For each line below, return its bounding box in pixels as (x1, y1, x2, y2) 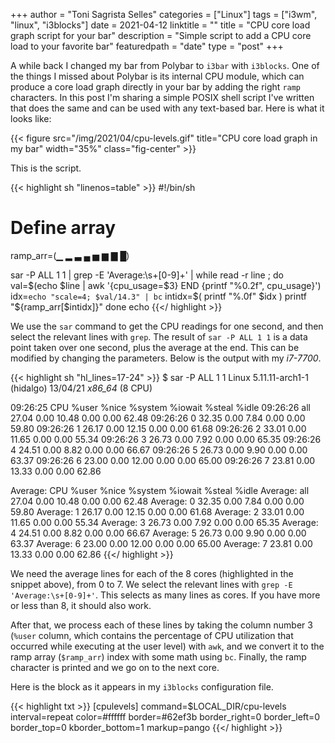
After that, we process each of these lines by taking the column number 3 (10, 619, 313, 631)
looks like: (10, 113, 52, 124)
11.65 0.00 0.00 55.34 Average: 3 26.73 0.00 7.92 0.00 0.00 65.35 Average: (10, 516, 319, 528)
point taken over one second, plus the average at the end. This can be (10, 341, 300, 353)
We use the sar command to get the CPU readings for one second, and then (10, 320, 324, 332)
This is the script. (10, 162, 82, 174)
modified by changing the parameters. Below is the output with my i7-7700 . (10, 352, 322, 364)
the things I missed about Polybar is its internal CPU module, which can (10, 70, 305, 82)
